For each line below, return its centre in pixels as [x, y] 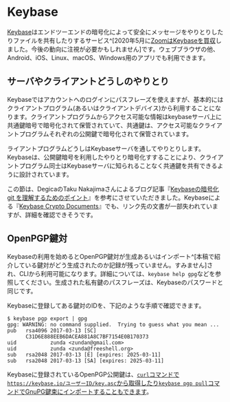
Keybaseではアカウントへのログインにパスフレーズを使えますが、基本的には [115, 99]
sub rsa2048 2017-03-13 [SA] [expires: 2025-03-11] [86, 361]
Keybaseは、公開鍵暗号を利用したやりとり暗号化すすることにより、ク [106, 157]
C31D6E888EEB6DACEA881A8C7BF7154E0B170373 [87, 337]
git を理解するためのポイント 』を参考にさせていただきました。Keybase [108, 198]
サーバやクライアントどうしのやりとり [88, 82]
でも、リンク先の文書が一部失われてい [158, 206]
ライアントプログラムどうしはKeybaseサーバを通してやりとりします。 [106, 148]
